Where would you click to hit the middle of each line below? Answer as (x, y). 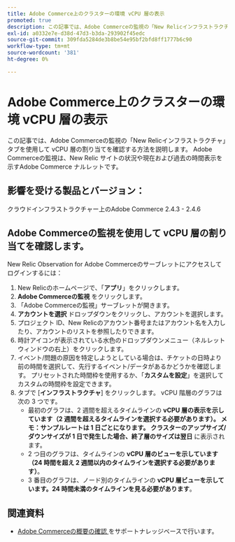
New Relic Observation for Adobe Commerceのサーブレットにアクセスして (115, 264)
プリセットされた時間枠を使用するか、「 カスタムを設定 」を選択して (127, 376)
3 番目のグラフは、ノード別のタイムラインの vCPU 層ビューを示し (123, 480)
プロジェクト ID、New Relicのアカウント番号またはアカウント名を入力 (119, 323)
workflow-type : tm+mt (39, 46)
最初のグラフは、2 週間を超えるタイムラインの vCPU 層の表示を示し (126, 411)
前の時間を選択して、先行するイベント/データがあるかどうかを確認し (116, 366)
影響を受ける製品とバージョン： (76, 191)
